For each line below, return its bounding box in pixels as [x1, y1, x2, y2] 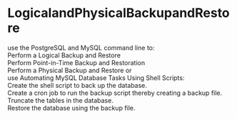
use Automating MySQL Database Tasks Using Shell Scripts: [7, 73, 185, 82]
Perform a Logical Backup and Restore [7, 51, 121, 59]
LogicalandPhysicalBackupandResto [7, 5, 230, 21]
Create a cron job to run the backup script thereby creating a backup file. [7, 89, 223, 97]
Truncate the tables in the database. [7, 96, 114, 104]
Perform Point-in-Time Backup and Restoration [7, 58, 145, 67]
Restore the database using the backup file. [7, 103, 136, 112]
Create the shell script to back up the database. [7, 81, 148, 89]
